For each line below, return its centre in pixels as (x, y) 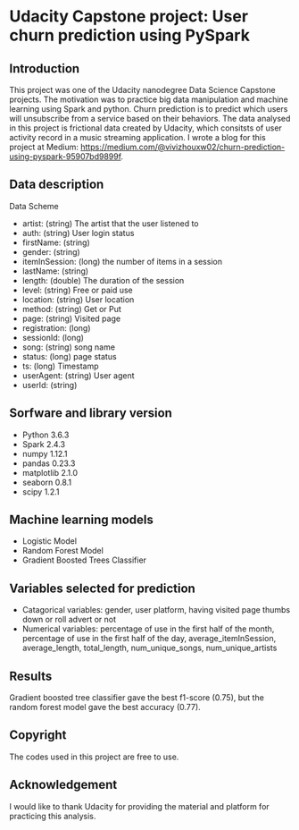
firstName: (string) (56, 242)
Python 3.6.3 (46, 435)
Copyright (38, 735)
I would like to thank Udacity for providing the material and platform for (139, 806)
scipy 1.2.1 (41, 491)
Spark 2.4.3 (43, 444)
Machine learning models (82, 520)
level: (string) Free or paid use (78, 290)
